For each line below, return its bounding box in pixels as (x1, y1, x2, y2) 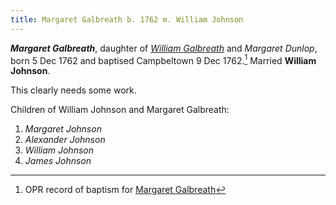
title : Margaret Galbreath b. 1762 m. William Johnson (10, 14, 244, 25)
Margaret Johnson (24, 123, 102, 135)
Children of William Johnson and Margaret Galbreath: (10, 104, 230, 116)
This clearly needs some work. (10, 84, 137, 96)
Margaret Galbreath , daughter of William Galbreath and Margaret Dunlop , (10, 42, 318, 54)
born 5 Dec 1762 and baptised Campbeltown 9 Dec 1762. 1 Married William (10, 52, 317, 66)
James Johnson (24, 155, 92, 167)
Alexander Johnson (24, 134, 106, 146)
